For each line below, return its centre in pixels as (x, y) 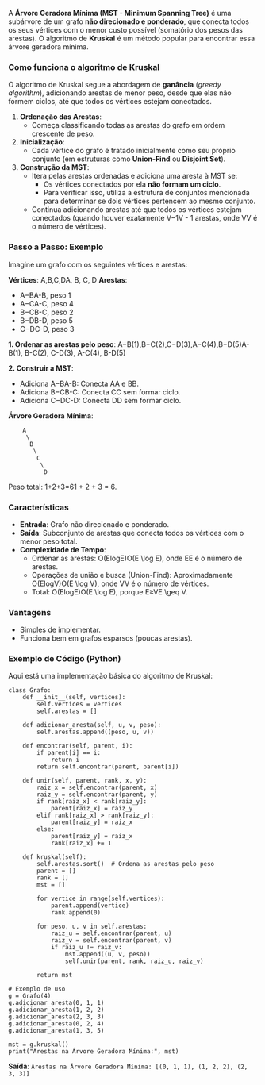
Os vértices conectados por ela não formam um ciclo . (132, 184)
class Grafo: (30, 691)
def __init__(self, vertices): (74, 698)
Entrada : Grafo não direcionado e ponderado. (94, 524)
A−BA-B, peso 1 (45, 295)
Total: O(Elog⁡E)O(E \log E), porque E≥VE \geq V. (109, 591)
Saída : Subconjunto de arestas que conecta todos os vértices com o (132, 533)
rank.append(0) (76, 913)
